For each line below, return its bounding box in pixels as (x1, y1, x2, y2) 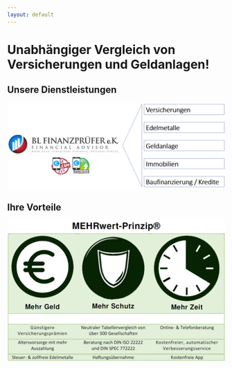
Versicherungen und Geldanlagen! (7, 56, 210, 72)
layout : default (7, 11, 54, 18)
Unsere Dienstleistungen (7, 84, 117, 96)
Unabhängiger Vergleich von (7, 42, 176, 57)
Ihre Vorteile (7, 201, 62, 213)
